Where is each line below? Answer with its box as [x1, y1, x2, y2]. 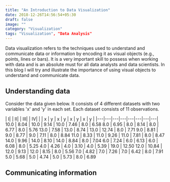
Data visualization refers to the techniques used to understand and [5, 45, 145, 51]
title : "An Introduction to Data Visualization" [5, 7, 110, 13]
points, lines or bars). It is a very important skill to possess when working [5, 56, 159, 62]
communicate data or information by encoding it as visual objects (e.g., [5, 50, 154, 57]
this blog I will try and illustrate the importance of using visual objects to [5, 67, 156, 73]
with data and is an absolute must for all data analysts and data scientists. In [5, 62, 165, 67]
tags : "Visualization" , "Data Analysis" [5, 31, 93, 36]
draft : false [5, 17, 33, 22]
